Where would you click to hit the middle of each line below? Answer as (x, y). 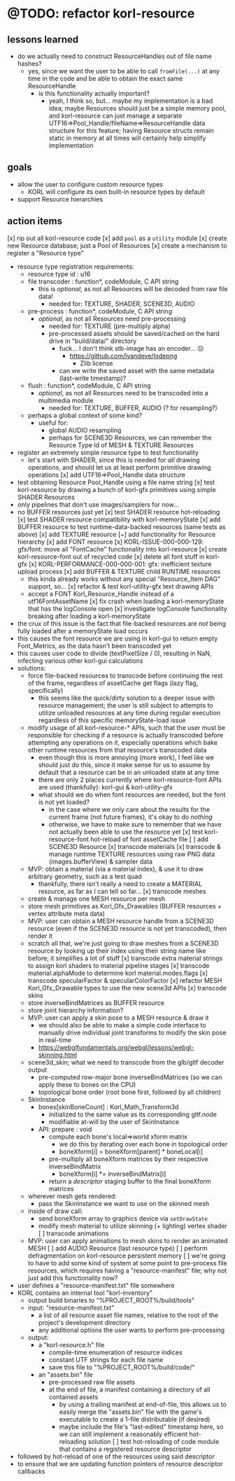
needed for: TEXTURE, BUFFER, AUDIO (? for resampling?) (133, 407)
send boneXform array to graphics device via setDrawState (123, 1218)
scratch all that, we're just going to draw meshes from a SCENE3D (123, 943)
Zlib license (97, 363)
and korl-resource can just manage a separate (115, 115)
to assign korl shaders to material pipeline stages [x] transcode (119, 965)
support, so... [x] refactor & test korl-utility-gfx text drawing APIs (121, 586)
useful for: (53, 423)
